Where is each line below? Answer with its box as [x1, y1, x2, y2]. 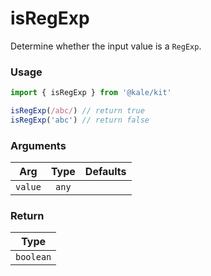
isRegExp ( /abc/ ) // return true [10, 106, 145, 116]
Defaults [84, 165, 127, 179]
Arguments [10, 138, 67, 152]
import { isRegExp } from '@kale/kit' [10, 88, 172, 98]
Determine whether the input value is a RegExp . [10, 40, 202, 52]
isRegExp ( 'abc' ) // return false [10, 115, 150, 125]
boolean [15, 252, 52, 263]
